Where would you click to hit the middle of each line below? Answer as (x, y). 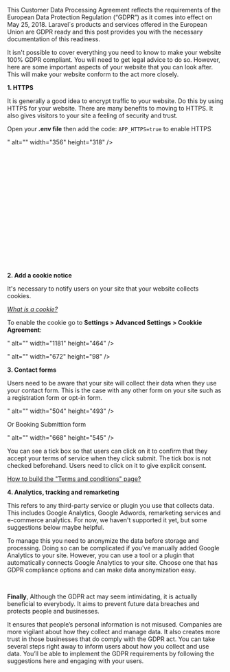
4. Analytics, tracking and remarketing (63, 492)
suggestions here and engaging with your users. (76, 661)
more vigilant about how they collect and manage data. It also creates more (114, 632)
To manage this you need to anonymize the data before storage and (103, 541)
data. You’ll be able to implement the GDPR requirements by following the (111, 653)
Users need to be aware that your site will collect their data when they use (112, 383)
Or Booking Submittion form (47, 424)
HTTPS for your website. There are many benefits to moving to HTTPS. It (110, 108)
